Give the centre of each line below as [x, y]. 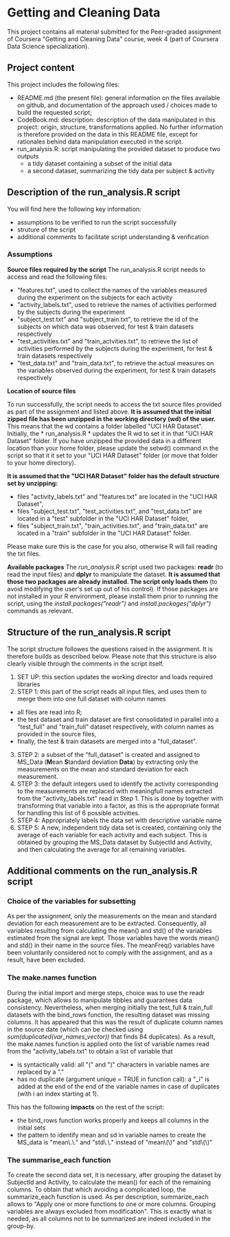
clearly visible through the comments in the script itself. [85, 663]
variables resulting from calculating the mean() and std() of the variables [110, 931]
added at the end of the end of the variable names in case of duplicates [118, 1086]
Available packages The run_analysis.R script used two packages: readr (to [115, 567]
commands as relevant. [40, 611]
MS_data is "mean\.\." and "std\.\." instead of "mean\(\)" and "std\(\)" [115, 1142]
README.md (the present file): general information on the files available [118, 98]
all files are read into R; [49, 712]
